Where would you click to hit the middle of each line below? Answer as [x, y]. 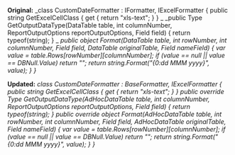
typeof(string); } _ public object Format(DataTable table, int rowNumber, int [117, 40]
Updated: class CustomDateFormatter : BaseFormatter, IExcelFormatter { [115, 84]
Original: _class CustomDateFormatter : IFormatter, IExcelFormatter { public [118, 10]
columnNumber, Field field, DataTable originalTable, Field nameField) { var [116, 48]
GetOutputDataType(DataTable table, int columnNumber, [90, 25]
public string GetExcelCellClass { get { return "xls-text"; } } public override [116, 92]
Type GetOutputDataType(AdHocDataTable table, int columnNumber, [109, 99]
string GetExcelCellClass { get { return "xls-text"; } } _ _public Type [105, 18]
